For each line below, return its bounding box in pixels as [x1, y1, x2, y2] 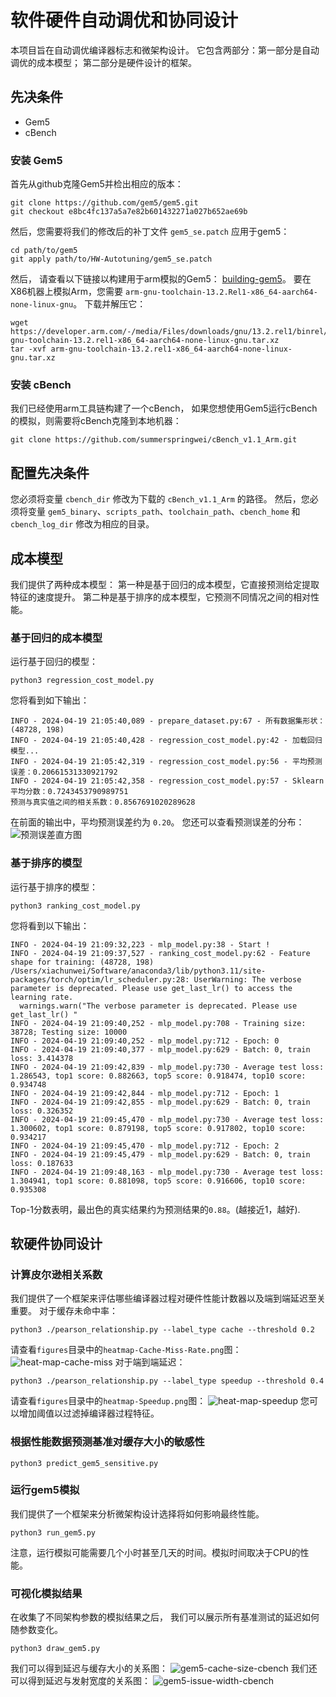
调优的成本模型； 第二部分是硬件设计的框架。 [10, 56, 197, 68]
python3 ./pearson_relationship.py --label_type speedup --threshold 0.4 [10, 1376, 325, 1386]
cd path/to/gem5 [10, 246, 78, 256]
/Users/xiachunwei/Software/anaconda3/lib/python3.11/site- [10, 966, 267, 976]
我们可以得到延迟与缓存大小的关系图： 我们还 [10, 1662, 318, 1675]
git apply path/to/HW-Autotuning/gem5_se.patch [10, 254, 213, 265]
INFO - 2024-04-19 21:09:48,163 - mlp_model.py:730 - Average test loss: [10, 1167, 325, 1177]
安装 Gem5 [10, 153, 63, 167]
